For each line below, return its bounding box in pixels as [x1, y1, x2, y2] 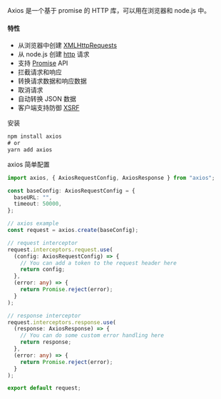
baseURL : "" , [14, 193, 53, 201]
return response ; [20, 338, 72, 346]
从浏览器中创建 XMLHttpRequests [17, 41, 118, 50]
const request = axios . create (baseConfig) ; [7, 227, 139, 234]
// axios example [7, 220, 59, 227]
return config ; [20, 266, 66, 273]
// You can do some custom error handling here [20, 332, 164, 339]
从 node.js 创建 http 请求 [17, 50, 90, 59]
